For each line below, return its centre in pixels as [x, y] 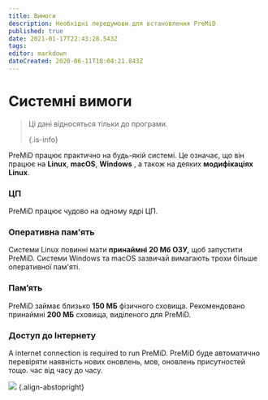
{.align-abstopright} [52, 387]
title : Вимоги [32, 16]
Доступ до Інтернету [52, 335]
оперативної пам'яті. [45, 267]
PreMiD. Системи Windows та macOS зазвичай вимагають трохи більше [133, 258]
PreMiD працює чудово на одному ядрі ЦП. [83, 211]
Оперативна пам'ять [52, 232]
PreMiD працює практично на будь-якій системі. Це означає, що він [127, 155]
